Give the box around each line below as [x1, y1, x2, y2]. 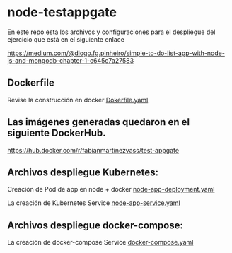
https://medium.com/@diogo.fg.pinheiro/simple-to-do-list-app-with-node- [7, 49, 225, 57]
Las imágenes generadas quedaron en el [7, 116, 190, 128]
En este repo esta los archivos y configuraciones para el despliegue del [7, 28, 216, 36]
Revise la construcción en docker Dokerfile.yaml [7, 95, 149, 104]
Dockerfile [7, 77, 55, 89]
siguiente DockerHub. [7, 127, 106, 139]
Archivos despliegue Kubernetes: [7, 166, 159, 178]
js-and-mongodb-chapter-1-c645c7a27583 [7, 56, 134, 64]
